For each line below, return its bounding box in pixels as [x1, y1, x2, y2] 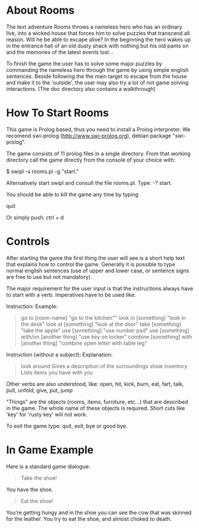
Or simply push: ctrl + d [6, 213, 64, 221]
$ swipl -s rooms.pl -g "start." [6, 168, 79, 175]
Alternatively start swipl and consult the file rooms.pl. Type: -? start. [6, 179, 172, 186]
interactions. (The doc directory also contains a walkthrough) [6, 85, 156, 92]
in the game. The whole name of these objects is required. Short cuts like [6, 404, 185, 411]
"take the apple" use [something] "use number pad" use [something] [20, 326, 190, 334]
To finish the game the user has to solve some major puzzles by [6, 60, 162, 67]
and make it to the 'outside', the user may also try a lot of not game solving [6, 78, 189, 86]
